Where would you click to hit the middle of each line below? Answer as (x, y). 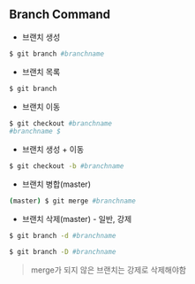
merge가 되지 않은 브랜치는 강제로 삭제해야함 (109, 270)
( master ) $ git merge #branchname (73, 201)
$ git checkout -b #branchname (67, 166)
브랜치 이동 (41, 106)
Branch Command (60, 15)
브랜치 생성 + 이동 (53, 150)
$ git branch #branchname (56, 54)
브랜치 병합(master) (56, 184)
